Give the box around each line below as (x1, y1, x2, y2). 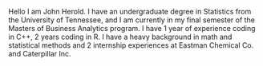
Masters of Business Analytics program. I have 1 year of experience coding (8, 24, 256, 33)
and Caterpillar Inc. (8, 49, 71, 58)
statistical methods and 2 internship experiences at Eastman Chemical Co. (8, 41, 254, 50)
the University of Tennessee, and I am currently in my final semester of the (8, 15, 255, 25)
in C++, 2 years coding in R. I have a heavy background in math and (8, 32, 233, 41)
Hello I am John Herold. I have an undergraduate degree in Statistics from (8, 7, 252, 16)
